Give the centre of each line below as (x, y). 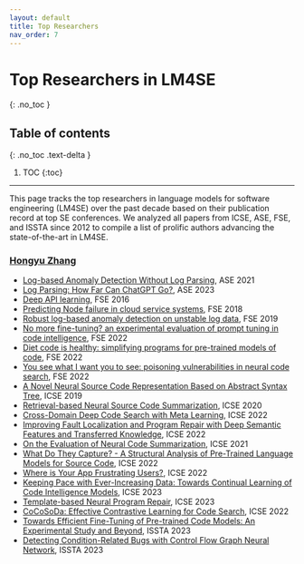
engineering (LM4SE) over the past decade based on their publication (139, 209)
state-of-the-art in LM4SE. (59, 238)
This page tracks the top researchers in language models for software (139, 199)
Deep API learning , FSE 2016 (76, 299)
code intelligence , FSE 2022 (75, 338)
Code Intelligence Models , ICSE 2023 (92, 492)
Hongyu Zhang (43, 261)
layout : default (40, 18)
